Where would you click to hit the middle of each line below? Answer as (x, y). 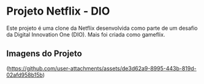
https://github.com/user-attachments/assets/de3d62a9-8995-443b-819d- (103, 68)
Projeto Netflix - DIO (58, 11)
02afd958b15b (25, 75)
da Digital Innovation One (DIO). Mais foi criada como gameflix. (86, 34)
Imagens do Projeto (44, 54)
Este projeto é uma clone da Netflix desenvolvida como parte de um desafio (102, 28)
